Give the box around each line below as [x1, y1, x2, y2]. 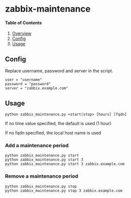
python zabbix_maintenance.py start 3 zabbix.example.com [5, 162, 125, 166]
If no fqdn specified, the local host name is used [5, 130, 101, 136]
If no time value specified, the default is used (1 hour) [5, 121, 112, 126]
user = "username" [5, 77, 42, 82]
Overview [12, 31, 32, 36]
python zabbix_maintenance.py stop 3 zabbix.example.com [5, 188, 123, 193]
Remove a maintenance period [5, 173, 79, 180]
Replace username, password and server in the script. [5, 68, 113, 74]
